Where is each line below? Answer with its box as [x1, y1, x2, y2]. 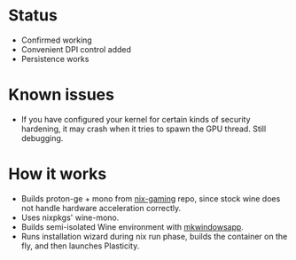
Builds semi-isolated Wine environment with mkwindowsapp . [20, 221, 245, 232]
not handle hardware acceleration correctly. [20, 202, 182, 213]
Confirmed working [20, 35, 92, 45]
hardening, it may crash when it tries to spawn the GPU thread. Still [20, 123, 267, 134]
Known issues [8, 85, 114, 105]
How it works [8, 164, 107, 185]
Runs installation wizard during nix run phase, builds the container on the [20, 231, 288, 241]
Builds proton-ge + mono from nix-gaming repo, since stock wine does [20, 193, 281, 204]
